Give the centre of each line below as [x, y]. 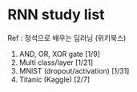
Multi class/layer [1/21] [56, 62]
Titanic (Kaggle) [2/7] [54, 79]
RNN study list [56, 15]
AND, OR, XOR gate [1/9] [60, 54]
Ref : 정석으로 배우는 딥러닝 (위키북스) [67, 38]
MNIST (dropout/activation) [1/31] [74, 70]
